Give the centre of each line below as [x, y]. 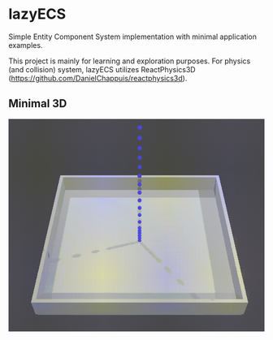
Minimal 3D [38, 103]
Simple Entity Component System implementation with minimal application [133, 37]
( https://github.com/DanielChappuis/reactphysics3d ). [98, 78]
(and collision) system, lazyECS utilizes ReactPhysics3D [102, 69]
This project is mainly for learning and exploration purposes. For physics [130, 61]
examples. [26, 45]
